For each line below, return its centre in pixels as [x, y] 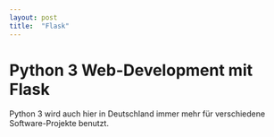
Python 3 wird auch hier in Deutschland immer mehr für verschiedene [137, 114]
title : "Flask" [39, 26]
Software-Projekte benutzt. [59, 124]
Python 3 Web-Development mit [131, 70]
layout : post [33, 17]
